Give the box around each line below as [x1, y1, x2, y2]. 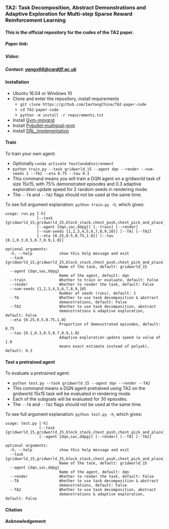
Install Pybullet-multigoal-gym [12, 122, 75, 128]
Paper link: [5, 41, 29, 47]
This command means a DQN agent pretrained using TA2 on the [12, 386, 146, 392]
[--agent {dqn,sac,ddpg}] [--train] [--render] [37, 224, 138, 230]
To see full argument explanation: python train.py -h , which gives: [5, 202, 145, 208]
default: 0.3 [5, 348, 33, 354]
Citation [5, 507, 23, 513]
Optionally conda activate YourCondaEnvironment [12, 161, 114, 167]
